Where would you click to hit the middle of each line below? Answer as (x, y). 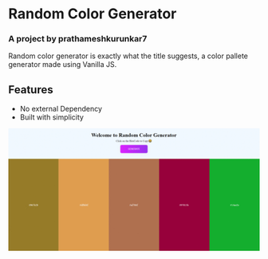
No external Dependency (61, 109)
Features (31, 90)
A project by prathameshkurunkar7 (78, 39)
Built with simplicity (51, 117)
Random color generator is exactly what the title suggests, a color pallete (128, 56)
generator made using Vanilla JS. (63, 65)
